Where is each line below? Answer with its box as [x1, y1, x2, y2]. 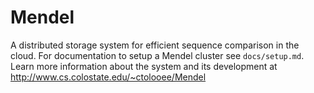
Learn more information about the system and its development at [10, 60, 278, 72]
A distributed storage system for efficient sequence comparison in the [10, 39, 300, 51]
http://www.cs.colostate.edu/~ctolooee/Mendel [10, 71, 207, 83]
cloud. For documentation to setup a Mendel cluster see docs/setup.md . [10, 49, 305, 61]
